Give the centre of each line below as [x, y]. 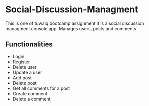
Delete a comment [31, 99]
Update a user [27, 72]
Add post [22, 78]
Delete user [24, 67]
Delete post [24, 83]
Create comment [30, 93]
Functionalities [29, 44]
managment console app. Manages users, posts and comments [71, 28]
